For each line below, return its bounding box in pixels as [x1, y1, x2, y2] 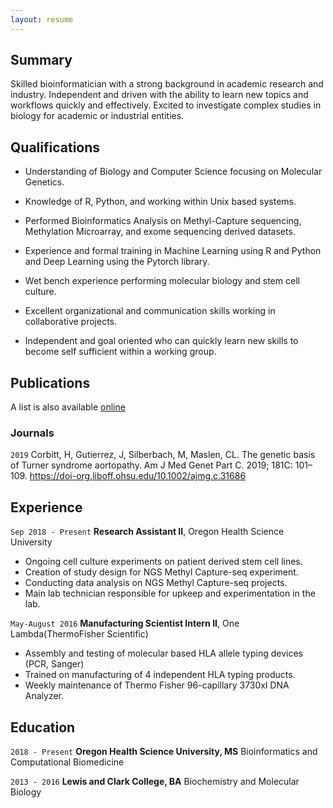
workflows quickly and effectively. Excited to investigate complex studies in [10, 99, 322, 111]
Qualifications [10, 139, 101, 156]
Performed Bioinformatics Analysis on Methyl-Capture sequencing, [24, 215, 302, 227]
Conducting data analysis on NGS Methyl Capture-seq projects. [24, 577, 288, 589]
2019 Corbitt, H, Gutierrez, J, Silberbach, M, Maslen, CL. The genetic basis [10, 449, 316, 461]
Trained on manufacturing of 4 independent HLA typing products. [24, 669, 296, 681]
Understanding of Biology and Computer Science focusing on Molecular [24, 166, 323, 178]
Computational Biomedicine [10, 756, 125, 768]
